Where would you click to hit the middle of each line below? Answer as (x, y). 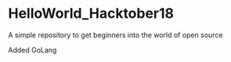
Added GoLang (32, 50)
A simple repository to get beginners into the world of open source (115, 35)
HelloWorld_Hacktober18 (91, 14)
